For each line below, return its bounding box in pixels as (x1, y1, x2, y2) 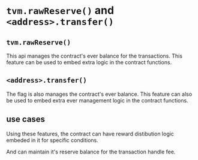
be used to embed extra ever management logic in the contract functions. (6, 96, 188, 104)
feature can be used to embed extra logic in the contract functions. (6, 59, 172, 66)
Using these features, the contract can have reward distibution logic (6, 130, 174, 137)
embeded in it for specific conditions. (6, 136, 98, 144)
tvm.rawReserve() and (6, 4, 115, 17)
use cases (6, 114, 46, 125)
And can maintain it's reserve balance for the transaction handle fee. (6, 148, 176, 155)
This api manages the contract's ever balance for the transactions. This (6, 52, 183, 59)
